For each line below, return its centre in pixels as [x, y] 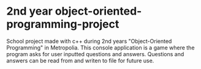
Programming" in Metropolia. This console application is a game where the [100, 48]
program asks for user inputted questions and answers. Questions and [95, 54]
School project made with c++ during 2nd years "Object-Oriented [89, 41]
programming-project [63, 24]
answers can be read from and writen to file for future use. [80, 60]
